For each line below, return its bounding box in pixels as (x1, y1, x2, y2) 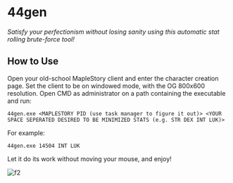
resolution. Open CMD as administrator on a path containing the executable (7, 89, 226, 97)
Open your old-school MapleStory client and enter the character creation (7, 74, 219, 82)
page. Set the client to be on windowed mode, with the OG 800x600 (7, 82, 206, 90)
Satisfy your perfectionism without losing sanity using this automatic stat (7, 27, 220, 36)
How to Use (7, 56, 59, 68)
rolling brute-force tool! (7, 34, 75, 43)
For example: (7, 128, 46, 137)
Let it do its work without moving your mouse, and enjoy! (7, 154, 172, 163)
